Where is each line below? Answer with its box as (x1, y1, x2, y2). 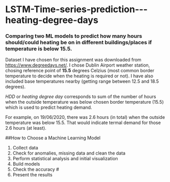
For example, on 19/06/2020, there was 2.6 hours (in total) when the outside (5, 114, 165, 120)
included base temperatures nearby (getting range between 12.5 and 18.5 (5, 78, 159, 84)
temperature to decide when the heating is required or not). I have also (5, 73, 154, 79)
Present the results (12, 172, 52, 178)
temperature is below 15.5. (5, 45, 72, 52)
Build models (12, 161, 40, 167)
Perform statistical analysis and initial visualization (12, 156, 118, 162)
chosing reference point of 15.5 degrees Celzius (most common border (5, 68, 155, 74)
